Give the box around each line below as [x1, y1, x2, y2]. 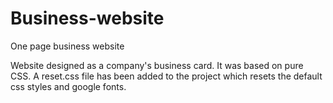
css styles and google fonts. [10, 80, 127, 92]
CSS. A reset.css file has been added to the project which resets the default [10, 70, 323, 82]
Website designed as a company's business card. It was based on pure [10, 59, 304, 71]
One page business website [10, 40, 125, 52]
